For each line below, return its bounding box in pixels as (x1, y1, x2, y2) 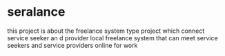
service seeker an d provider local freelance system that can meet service (7, 33, 219, 42)
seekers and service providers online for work (7, 41, 138, 49)
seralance (7, 4, 66, 20)
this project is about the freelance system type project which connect (7, 27, 205, 35)
